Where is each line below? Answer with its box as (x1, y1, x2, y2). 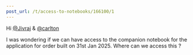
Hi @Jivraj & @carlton (6, 25, 59, 32)
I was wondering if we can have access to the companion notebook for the (6, 36, 187, 43)
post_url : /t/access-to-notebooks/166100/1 (6, 8, 115, 15)
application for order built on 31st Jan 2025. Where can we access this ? (6, 42, 181, 49)
